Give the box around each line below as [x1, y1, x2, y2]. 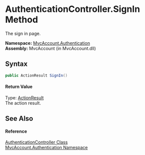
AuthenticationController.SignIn [5, 3, 141, 15]
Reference [5, 128, 27, 134]
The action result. [5, 100, 41, 106]
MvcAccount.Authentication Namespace [5, 145, 88, 151]
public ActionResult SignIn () [5, 73, 68, 78]
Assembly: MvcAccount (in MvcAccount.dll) [5, 45, 96, 51]
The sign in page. [5, 30, 41, 36]
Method [5, 14, 38, 25]
